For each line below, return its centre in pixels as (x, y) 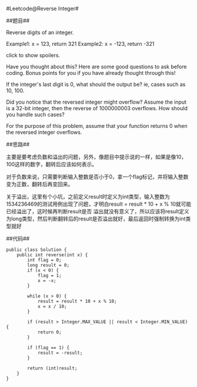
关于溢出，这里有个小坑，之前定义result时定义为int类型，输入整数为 (88, 196)
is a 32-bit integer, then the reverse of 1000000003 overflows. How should (97, 108)
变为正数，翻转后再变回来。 (40, 184)
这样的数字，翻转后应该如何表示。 (56, 164)
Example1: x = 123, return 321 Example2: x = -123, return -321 (80, 44)
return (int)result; (52, 368)
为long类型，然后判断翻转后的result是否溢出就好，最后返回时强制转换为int (96, 219)
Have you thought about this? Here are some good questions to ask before (96, 67)
